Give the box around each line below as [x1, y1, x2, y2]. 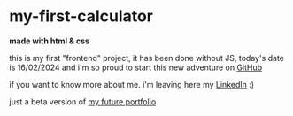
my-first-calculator [9, 6, 153, 27]
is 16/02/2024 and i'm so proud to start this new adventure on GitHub [9, 62, 263, 73]
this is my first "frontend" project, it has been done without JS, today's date [9, 52, 285, 63]
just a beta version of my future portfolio [9, 96, 157, 107]
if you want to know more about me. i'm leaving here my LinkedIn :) [9, 79, 255, 89]
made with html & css [9, 35, 90, 46]
